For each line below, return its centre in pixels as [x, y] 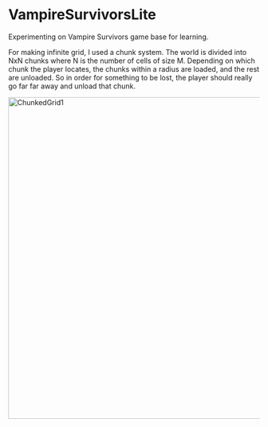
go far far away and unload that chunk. [72, 86]
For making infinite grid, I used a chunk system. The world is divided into [128, 52]
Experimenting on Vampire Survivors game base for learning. [108, 37]
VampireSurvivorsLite [83, 15]
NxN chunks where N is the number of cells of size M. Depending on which [132, 61]
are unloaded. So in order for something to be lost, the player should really [130, 77]
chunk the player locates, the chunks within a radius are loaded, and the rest [134, 69]
